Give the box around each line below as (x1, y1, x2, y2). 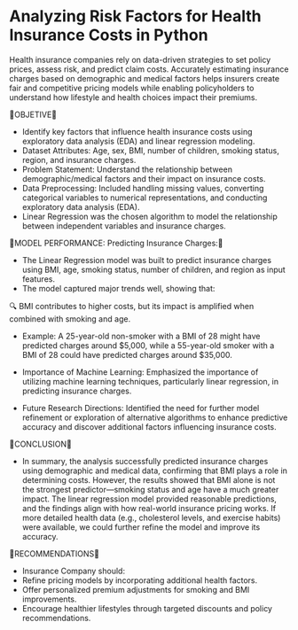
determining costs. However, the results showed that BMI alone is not (21, 474, 276, 485)
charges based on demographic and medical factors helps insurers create (9, 73, 280, 83)
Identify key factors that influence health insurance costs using (21, 126, 253, 136)
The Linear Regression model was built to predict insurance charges (21, 254, 272, 265)
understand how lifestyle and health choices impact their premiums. (9, 91, 258, 103)
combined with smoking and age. (9, 313, 131, 324)
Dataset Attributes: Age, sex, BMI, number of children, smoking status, (21, 144, 279, 156)
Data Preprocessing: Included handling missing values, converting (21, 183, 264, 193)
